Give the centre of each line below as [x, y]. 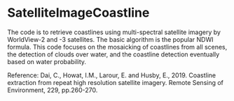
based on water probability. [47, 61]
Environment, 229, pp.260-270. [53, 90]
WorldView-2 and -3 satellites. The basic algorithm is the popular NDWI [110, 39]
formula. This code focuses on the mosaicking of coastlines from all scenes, [117, 47]
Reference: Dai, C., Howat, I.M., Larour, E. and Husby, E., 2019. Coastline [111, 75]
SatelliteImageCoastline [78, 13]
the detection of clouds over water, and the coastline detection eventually [113, 54]
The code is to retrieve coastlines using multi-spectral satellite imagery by [114, 32]
